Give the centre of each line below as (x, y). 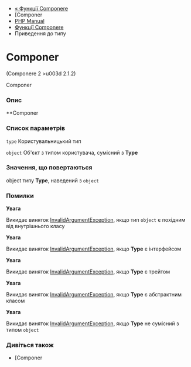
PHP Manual (30, 21)
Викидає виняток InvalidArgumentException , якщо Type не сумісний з (93, 323)
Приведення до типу (40, 34)
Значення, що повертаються (49, 168)
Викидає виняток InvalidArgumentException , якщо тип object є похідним (96, 220)
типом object (23, 330)
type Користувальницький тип (44, 141)
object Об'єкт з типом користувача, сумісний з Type (72, 152)
